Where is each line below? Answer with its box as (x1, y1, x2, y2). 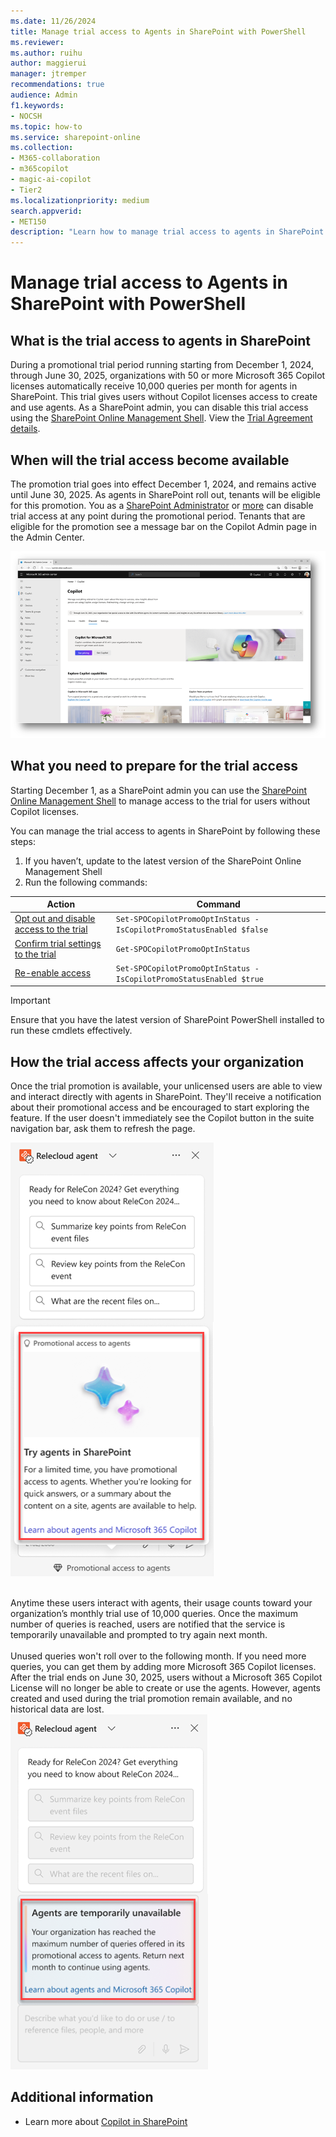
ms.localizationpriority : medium (10, 195, 150, 205)
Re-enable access (14, 967, 92, 979)
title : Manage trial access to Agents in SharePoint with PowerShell (10, 26, 307, 37)
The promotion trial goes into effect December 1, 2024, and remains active (10, 478, 317, 490)
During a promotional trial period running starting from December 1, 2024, (10, 359, 315, 371)
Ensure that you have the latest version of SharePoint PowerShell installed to (10, 1014, 325, 1026)
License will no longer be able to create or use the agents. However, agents (10, 1682, 322, 1694)
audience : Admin (10, 90, 78, 100)
